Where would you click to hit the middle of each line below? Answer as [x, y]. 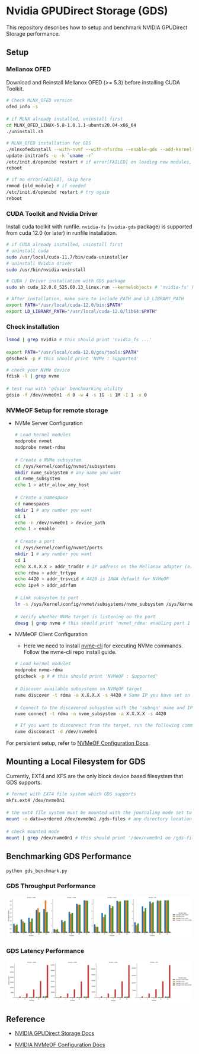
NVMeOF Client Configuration [51, 634]
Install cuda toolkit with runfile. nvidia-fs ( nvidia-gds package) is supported [99, 226]
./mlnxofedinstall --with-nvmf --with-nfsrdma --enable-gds [82, 149]
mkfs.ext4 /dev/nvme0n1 [36, 800]
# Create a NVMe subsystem [48, 460]
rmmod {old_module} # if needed [46, 186]
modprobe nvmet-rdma [40, 448]
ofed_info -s [22, 106]
